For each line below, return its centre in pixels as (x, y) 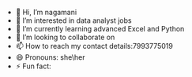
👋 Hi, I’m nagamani (46, 12)
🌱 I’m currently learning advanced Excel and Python (100, 29)
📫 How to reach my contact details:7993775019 (94, 46)
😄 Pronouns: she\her (50, 57)
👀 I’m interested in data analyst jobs (73, 20)
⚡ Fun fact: (33, 66)
